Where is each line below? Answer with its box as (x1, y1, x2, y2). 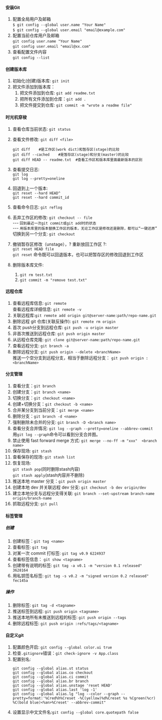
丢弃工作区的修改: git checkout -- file (12, 214, 92, 220)
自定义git (5, 632, 24, 638)
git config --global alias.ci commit (12, 674, 89, 679)
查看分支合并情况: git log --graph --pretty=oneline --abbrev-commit (12, 425, 153, 431)
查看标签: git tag (12, 544, 47, 550)
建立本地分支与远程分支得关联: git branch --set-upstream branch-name (12, 491, 155, 496)
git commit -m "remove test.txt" (19, 278, 88, 282)
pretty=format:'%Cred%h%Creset (12, 696, 76, 701)
